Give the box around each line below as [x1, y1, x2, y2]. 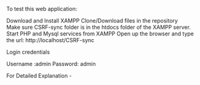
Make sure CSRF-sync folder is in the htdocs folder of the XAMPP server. [6, 24, 191, 31]
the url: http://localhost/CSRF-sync [6, 37, 95, 43]
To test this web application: [6, 6, 78, 12]
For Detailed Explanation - [6, 72, 72, 79]
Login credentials [6, 48, 50, 56]
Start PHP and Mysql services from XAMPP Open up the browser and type [6, 30, 194, 37]
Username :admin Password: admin [6, 61, 96, 67]
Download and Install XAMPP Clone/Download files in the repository [6, 17, 179, 24]
